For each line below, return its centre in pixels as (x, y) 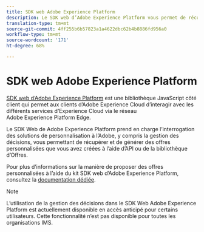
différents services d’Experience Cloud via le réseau (72, 111)
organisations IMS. (30, 222)
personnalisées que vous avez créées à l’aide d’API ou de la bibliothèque (97, 148)
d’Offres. (17, 155)
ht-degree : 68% (25, 46)
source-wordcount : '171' (38, 40)
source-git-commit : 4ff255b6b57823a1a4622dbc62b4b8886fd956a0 (87, 29)
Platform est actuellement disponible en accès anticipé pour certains (92, 210)
